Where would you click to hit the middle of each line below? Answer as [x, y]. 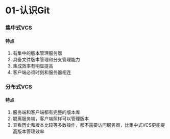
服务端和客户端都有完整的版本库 [46, 112]
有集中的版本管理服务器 [37, 53]
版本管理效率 [31, 131]
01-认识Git [28, 10]
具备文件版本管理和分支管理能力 [46, 60]
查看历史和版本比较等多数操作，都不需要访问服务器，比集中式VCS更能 [87, 125]
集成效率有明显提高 [33, 66]
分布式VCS [19, 87]
